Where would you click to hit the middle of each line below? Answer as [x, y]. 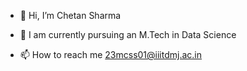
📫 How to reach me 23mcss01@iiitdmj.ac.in [111, 54]
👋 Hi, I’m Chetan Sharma [70, 15]
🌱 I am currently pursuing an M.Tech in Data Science [128, 34]
